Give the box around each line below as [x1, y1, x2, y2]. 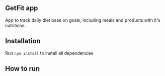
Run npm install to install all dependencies [5, 50, 93, 56]
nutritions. [5, 22, 26, 28]
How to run [5, 65, 40, 73]
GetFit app [5, 4, 38, 12]
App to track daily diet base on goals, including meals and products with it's [5, 17, 161, 23]
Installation [5, 37, 41, 45]
